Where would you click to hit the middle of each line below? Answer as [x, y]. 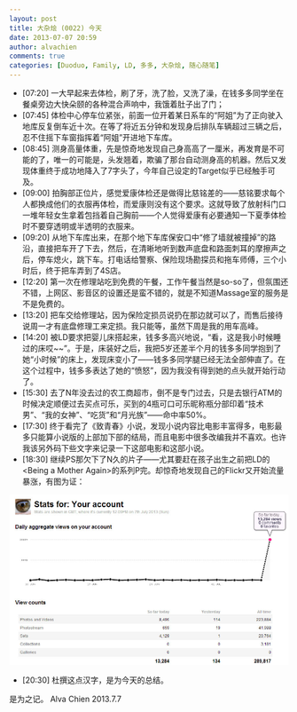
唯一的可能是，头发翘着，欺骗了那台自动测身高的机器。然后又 [166, 159]
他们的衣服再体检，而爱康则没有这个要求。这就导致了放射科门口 [169, 204]
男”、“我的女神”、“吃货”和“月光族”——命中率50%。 [116, 415]
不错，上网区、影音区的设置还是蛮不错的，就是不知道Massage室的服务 [151, 293]
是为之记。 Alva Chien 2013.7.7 [66, 699]
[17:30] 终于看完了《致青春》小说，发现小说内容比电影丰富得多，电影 [148, 426]
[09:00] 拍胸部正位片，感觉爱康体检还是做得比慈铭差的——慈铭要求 [146, 193]
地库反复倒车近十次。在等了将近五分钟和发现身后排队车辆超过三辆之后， [154, 126]
